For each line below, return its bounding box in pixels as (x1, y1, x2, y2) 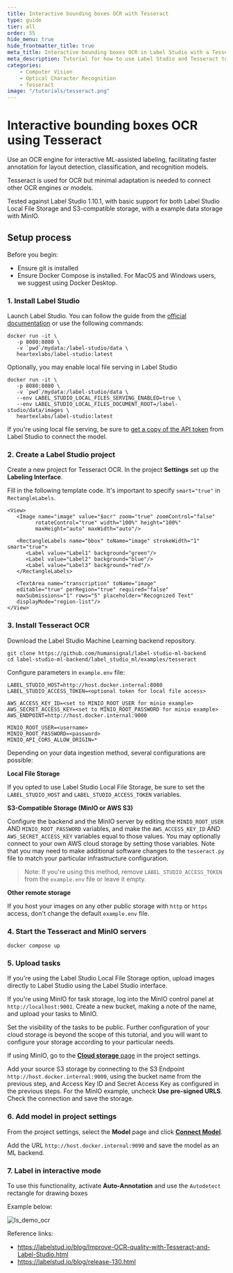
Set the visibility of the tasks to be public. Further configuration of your (7, 1023, 209, 1032)
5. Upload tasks (7, 958, 61, 968)
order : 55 (7, 29, 36, 37)
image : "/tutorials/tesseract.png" (7, 88, 110, 95)
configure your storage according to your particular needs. (7, 1038, 175, 1046)
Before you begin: (7, 250, 58, 258)
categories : (7, 62, 42, 69)
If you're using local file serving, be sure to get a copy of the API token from (7, 425, 224, 434)
